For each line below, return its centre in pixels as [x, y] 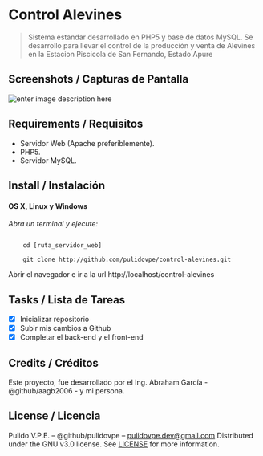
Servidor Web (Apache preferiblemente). [87, 143]
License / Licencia [55, 416]
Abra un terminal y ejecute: [53, 224]
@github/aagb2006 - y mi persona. [67, 390]
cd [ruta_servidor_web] [63, 246]
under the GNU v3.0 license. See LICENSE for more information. [114, 444]
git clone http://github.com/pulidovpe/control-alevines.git [127, 260]
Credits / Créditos [53, 363]
